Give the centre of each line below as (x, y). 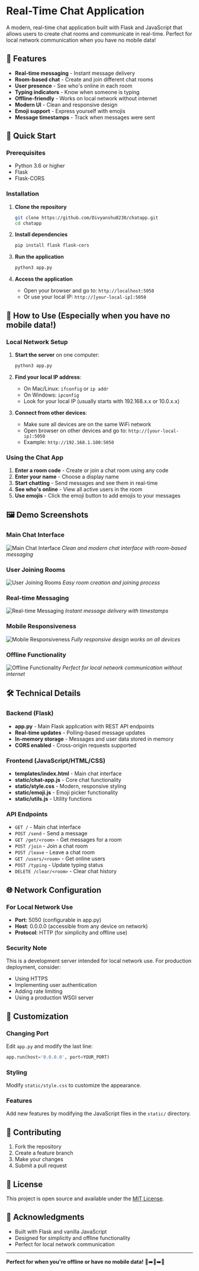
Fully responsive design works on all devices (126, 639)
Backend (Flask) (30, 713)
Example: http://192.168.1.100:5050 (69, 442)
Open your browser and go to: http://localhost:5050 (89, 291)
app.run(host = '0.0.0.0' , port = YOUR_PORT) (58, 1057)
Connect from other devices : (51, 413)
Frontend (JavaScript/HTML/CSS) (56, 760)
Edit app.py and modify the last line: (49, 1046)
